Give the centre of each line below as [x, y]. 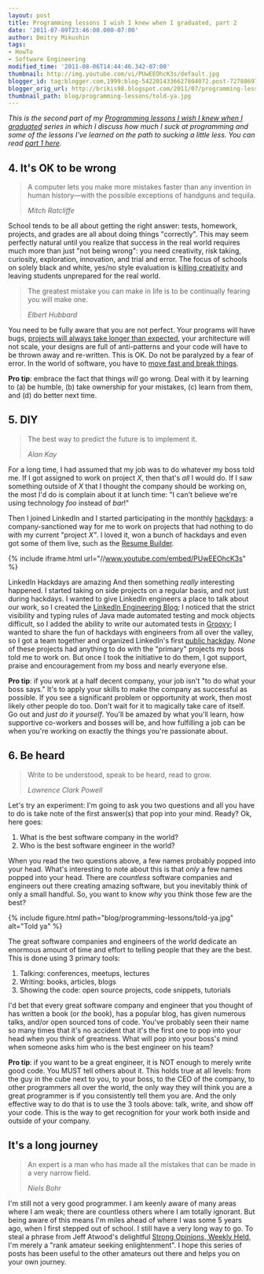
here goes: [26, 822]
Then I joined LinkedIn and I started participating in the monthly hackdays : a [131, 518]
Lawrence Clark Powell [65, 790]
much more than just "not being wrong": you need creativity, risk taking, [125, 251]
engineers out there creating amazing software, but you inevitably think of [128, 886]
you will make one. [58, 300]
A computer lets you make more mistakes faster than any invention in [139, 187]
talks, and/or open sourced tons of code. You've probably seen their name [128, 1022]
